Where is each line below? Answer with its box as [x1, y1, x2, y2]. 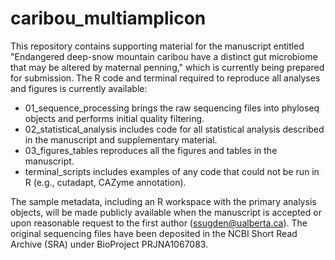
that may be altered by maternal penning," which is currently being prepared [10, 61, 325, 73]
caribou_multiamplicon [10, 7, 207, 30]
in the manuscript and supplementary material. [24, 133, 218, 146]
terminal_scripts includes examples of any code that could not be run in [24, 165, 320, 177]
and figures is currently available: [10, 82, 148, 94]
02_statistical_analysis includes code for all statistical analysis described [24, 123, 325, 135]
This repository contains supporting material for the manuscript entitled [10, 40, 305, 52]
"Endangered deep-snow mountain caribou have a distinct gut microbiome [10, 50, 318, 62]
